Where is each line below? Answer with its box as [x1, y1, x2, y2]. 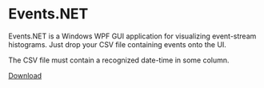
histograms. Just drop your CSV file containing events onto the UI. [8, 39, 226, 49]
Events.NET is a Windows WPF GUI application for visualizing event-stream [8, 31, 257, 41]
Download [8, 70, 42, 80]
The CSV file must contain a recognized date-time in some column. [8, 55, 230, 65]
